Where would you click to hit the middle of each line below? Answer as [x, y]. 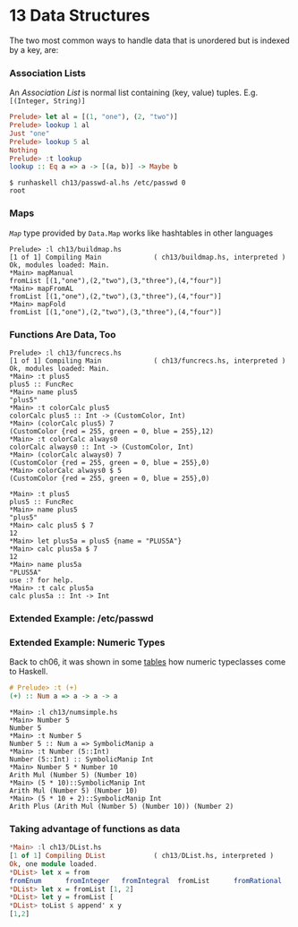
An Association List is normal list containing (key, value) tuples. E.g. [133, 93]
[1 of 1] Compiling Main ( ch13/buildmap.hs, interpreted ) [148, 257]
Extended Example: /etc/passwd [81, 618]
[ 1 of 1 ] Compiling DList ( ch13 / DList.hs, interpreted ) [142, 856]
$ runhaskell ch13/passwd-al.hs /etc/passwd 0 [98, 183]
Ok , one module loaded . [54, 864]
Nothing [24, 150]
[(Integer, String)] [48, 101]
